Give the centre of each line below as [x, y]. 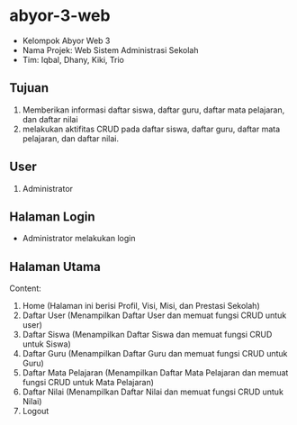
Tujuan [29, 88]
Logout [36, 411]
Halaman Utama [55, 267]
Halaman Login [52, 217]
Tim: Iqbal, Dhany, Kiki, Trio [73, 59]
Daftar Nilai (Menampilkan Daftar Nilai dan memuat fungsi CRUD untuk [153, 392]
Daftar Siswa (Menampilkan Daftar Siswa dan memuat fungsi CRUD [147, 335]
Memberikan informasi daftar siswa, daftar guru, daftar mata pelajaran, [153, 110]
